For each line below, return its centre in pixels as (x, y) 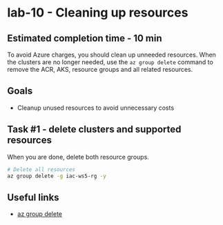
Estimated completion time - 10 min (85, 38)
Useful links (33, 197)
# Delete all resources (41, 169)
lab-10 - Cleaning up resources (98, 13)
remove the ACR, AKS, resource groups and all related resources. (100, 69)
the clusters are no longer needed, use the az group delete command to (110, 62)
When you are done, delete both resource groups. (78, 157)
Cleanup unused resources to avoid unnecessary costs (96, 108)
